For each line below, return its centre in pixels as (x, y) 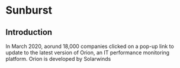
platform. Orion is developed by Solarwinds (58, 59)
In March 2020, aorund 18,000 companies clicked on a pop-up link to (90, 46)
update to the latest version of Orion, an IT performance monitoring (88, 53)
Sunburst (29, 10)
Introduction (29, 32)
